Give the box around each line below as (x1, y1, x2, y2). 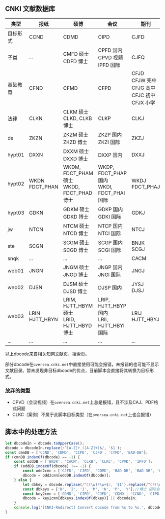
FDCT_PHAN (29, 183, 59, 190)
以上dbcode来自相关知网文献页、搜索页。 (5, 351, 90, 357)
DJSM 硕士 (63, 280, 88, 287)
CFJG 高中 (132, 84, 156, 91)
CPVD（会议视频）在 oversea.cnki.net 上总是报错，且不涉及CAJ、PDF (12, 399, 154, 406)
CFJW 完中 (132, 77, 157, 84)
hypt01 (7, 151, 25, 158)
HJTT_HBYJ (132, 316, 160, 323)
